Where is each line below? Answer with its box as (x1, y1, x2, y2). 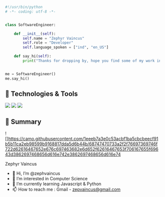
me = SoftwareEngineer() (5, 71, 56, 76)
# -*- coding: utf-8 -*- (5, 9, 56, 14)
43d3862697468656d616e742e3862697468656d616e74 (5, 151, 121, 157)
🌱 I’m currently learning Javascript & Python (12, 181, 102, 187)
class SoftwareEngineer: (5, 22, 56, 27)
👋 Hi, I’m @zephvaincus (12, 170, 60, 176)
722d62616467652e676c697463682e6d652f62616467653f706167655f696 (5, 146, 159, 152)
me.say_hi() (5, 76, 29, 81)
